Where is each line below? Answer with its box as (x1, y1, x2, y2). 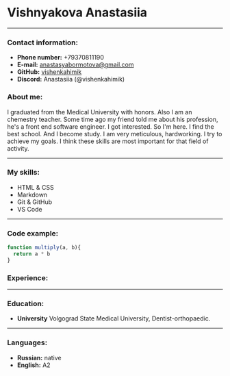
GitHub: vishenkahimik (16, 68, 82, 76)
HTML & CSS (16, 183, 54, 191)
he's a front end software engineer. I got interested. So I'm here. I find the (7, 122, 214, 131)
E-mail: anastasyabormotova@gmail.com (16, 60, 134, 69)
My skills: (7, 168, 40, 177)
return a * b (13, 251, 51, 258)
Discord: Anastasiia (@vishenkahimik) (16, 75, 125, 84)
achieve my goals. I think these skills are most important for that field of (7, 137, 209, 145)
